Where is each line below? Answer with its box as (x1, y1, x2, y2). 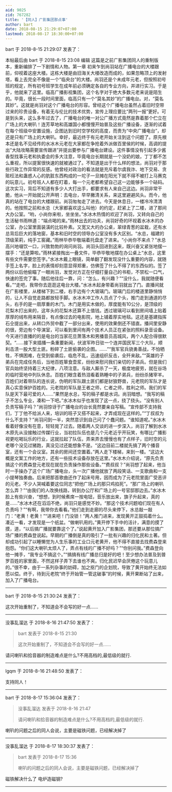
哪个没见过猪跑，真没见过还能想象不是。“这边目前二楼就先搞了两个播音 (9, 442, 160, 448)
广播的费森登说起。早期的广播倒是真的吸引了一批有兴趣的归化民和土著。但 (9, 532, 167, 538)
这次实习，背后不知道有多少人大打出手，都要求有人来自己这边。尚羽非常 (5, 185, 158, 192)
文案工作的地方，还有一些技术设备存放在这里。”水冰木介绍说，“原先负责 (14, 455, 164, 461)
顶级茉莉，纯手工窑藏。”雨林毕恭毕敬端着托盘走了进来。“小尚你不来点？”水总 (5, 237, 166, 243)
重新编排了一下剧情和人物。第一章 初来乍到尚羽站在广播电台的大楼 (14, 64, 155, 69)
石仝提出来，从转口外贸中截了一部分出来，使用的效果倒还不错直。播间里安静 (5, 320, 167, 326)
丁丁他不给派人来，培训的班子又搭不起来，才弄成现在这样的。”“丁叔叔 (14, 410, 160, 416)
